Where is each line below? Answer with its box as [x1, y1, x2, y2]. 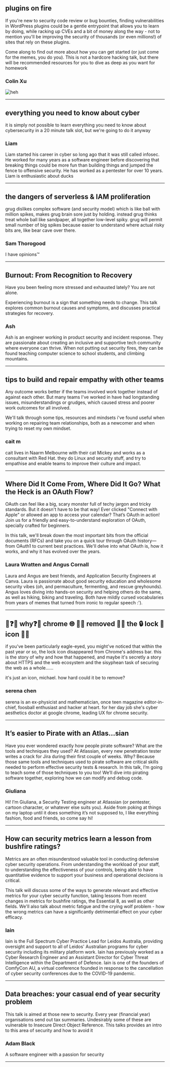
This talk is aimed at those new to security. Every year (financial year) [5, 1011, 150, 1017]
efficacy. [5, 914, 24, 920]
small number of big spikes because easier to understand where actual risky [5, 222, 164, 228]
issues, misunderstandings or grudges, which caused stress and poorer [5, 399, 155, 405]
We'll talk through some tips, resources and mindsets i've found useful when [5, 415, 165, 421]
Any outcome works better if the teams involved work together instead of [5, 389, 158, 395]
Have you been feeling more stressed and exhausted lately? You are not [5, 284, 155, 291]
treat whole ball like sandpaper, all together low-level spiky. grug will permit [5, 217, 163, 223]
